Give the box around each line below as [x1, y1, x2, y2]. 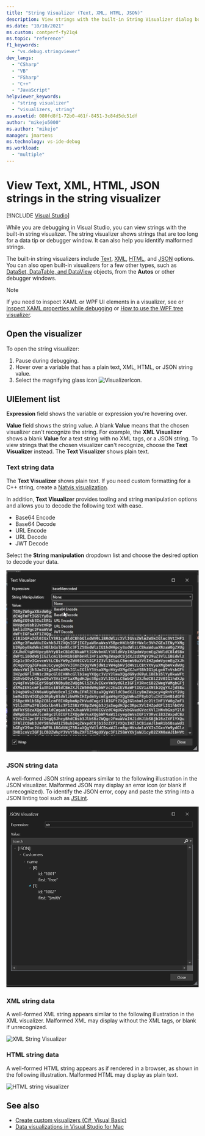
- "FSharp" [12, 74, 40, 81]
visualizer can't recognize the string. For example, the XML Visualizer [6, 428, 182, 436]
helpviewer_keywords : [6, 93, 62, 100]
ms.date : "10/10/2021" [6, 23, 64, 29]
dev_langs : [6, 55, 34, 61]
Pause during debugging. [15, 357, 79, 364]
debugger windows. [6, 274, 57, 282]
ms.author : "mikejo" [6, 126, 59, 132]
